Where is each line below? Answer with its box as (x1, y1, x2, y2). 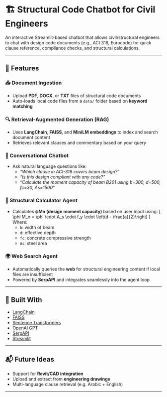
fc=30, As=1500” (19, 185, 55, 191)
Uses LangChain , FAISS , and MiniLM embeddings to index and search (12, 129, 158, 135)
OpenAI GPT (12, 325, 38, 331)
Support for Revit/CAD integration (12, 371, 83, 377)
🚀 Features (5, 64, 39, 73)
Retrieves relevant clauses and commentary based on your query (12, 139, 147, 145)
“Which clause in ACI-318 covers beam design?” (19, 169, 120, 175)
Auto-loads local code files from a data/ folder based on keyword (12, 98, 148, 104)
